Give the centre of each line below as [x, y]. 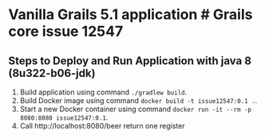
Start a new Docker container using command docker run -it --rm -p [136, 109]
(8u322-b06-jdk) [52, 73]
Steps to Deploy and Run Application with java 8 [130, 61]
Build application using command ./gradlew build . [103, 92]
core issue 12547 [66, 31]
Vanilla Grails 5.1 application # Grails [131, 15]
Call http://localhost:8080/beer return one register [102, 126]
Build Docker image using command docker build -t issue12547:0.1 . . [138, 100]
